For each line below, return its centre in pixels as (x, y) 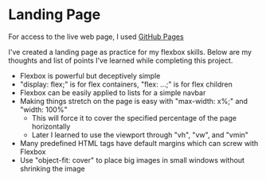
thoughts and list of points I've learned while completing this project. (121, 60)
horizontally (51, 126)
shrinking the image (52, 168)
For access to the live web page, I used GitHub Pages (96, 37)
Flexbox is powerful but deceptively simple (90, 75)
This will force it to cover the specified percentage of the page (134, 117)
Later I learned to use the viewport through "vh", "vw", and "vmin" (140, 135)
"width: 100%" (43, 110)
